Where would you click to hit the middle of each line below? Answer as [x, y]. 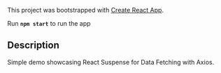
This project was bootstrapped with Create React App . [86, 10]
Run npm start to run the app [49, 23]
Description [33, 46]
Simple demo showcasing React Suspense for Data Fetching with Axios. [111, 62]
